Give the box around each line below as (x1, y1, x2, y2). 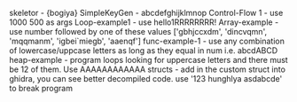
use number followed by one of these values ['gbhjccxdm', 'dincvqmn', (9, 27, 268, 36)
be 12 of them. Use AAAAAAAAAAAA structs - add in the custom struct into (9, 64, 286, 75)
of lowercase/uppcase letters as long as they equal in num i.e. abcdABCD (9, 45, 278, 56)
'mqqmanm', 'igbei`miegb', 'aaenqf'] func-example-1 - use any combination (9, 35, 285, 46)
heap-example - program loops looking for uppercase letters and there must (9, 55, 288, 65)
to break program (9, 83, 74, 93)
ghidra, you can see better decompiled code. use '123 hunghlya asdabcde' (9, 74, 283, 83)
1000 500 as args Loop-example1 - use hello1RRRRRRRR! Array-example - (9, 17, 279, 27)
